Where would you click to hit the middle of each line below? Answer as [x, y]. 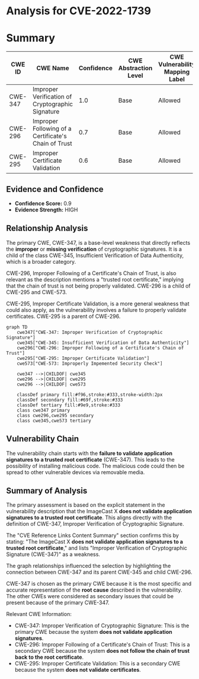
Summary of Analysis [47, 490]
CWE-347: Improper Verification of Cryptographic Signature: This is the [102, 626]
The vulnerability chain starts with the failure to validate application [89, 453]
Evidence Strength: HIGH [46, 210]
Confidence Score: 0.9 [43, 203]
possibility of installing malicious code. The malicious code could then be [95, 466]
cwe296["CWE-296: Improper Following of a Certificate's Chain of [100, 348]
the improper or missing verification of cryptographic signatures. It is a [94, 249]
